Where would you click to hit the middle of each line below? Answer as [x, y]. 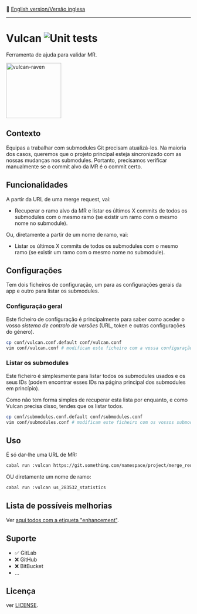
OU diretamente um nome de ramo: [49, 477]
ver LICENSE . [22, 605]
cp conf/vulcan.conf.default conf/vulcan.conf [64, 342]
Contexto [23, 133]
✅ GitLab [26, 553]
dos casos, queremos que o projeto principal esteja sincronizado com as [94, 154]
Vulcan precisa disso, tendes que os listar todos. [65, 406]
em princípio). [23, 388]
